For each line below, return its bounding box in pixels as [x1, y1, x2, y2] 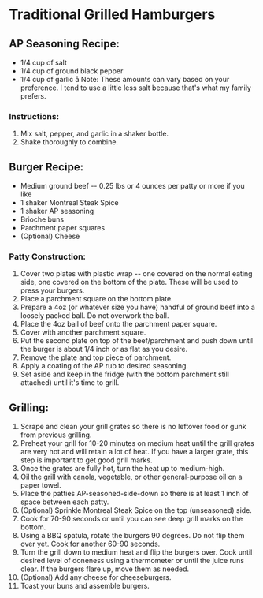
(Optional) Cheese [20, 231, 80, 241]
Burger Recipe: [9, 160, 84, 174]
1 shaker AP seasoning [20, 207, 94, 216]
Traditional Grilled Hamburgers [9, 6, 216, 24]
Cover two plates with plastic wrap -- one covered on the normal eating [20, 269, 253, 278]
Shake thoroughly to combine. [20, 137, 119, 147]
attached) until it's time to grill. [20, 378, 120, 387]
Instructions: [9, 110, 60, 121]
